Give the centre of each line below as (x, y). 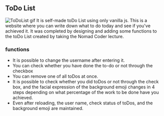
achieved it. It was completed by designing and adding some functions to (81, 31)
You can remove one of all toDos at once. (55, 76)
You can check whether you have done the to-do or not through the (83, 66)
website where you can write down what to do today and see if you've (78, 26)
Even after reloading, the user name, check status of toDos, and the (83, 103)
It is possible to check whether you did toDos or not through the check (86, 82)
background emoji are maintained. (48, 108)
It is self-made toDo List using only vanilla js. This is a (92, 20)
